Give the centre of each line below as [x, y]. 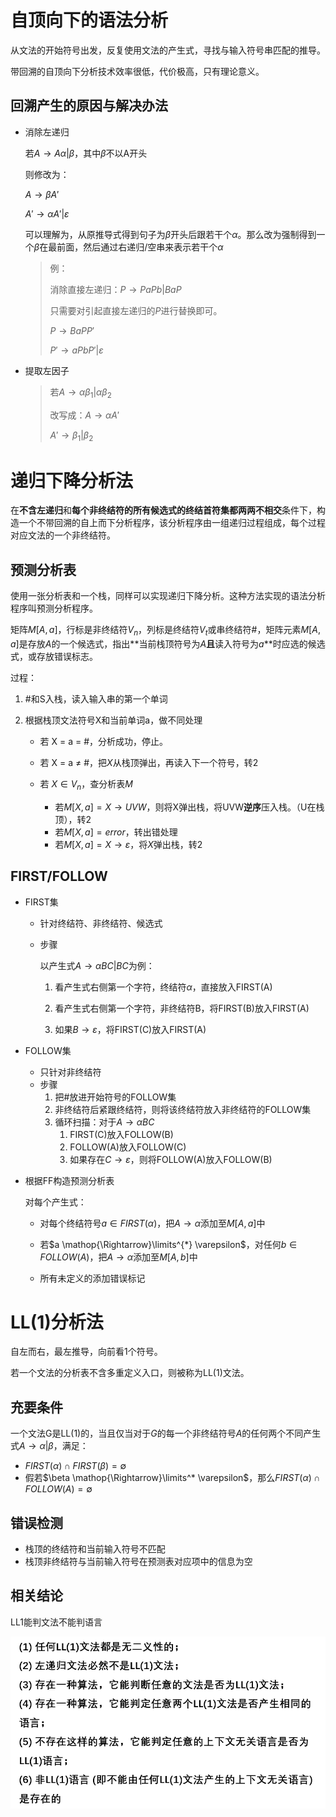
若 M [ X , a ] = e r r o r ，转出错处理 [116, 832]
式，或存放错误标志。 [54, 656]
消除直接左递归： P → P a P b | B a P [115, 289]
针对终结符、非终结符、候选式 [101, 923]
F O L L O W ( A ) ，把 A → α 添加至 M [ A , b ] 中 [118, 1257]
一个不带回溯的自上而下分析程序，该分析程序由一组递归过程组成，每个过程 [172, 523]
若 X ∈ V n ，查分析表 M [86, 784]
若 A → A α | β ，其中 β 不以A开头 [86, 153]
